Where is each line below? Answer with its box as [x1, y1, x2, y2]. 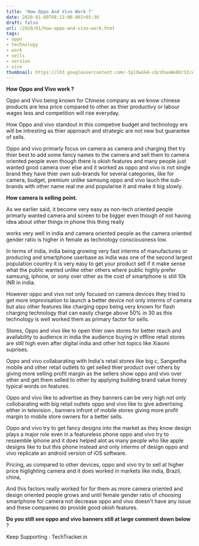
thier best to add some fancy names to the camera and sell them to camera [6, 152, 190, 159]
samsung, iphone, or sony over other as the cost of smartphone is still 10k [6, 273, 187, 280]
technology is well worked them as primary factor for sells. [6, 316, 149, 323]
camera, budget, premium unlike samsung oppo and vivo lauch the [6, 176, 169, 184]
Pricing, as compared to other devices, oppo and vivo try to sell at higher [6, 461, 184, 468]
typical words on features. [6, 383, 70, 390]
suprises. [6, 346, 29, 353]
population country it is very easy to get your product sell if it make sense [6, 260, 186, 267]
